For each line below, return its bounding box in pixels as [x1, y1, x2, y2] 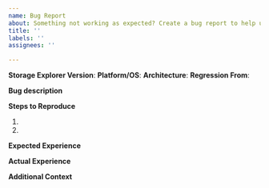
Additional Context [8, 172, 73, 182]
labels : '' [8, 34, 45, 42]
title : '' [8, 26, 42, 34]
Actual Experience [8, 157, 71, 166]
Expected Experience [8, 141, 82, 150]
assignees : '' [8, 42, 56, 50]
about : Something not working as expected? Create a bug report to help [8, 19, 256, 27]
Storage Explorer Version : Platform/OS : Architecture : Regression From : [8, 70, 250, 80]
